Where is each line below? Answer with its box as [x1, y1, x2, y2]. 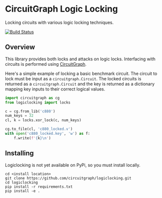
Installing [5, 149, 34, 158]
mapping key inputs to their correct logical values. [5, 86, 106, 92]
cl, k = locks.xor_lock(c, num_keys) [5, 118, 82, 123]
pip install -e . [5, 188, 40, 193]
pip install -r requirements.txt [5, 184, 73, 189]
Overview [5, 43, 36, 52]
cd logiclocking [5, 180, 38, 185]
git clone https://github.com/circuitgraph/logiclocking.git [5, 176, 132, 180]
